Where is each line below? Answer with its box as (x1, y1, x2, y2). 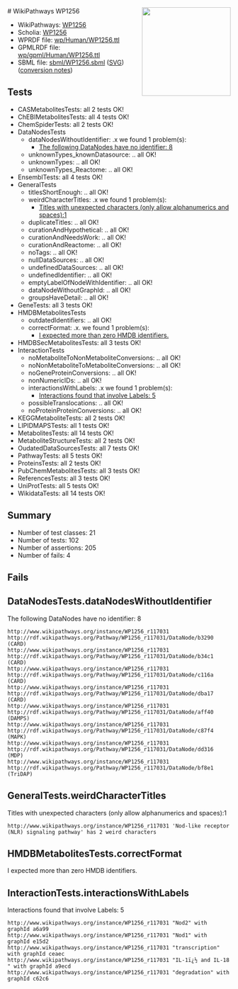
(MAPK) (7, 733, 27, 740)
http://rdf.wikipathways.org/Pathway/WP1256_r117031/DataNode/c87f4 (7, 727, 214, 734)
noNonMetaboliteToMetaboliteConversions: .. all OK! (28, 361, 181, 369)
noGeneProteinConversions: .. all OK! (28, 368, 137, 377)
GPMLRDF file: (17, 43, 61, 52)
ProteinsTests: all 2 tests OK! (17, 458, 101, 467)
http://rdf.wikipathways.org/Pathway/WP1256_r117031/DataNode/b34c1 (7, 652, 214, 660)
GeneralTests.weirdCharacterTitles (7, 790, 166, 802)
